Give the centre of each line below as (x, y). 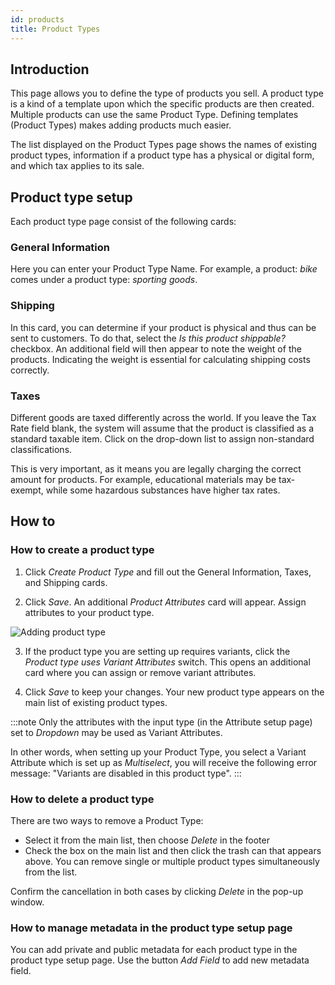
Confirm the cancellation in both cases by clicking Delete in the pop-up (157, 891)
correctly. (30, 370)
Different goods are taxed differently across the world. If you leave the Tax (163, 418)
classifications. (41, 450)
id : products (37, 19)
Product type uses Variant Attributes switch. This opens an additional (167, 662)
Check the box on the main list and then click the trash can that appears (173, 850)
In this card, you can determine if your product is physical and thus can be (163, 327)
